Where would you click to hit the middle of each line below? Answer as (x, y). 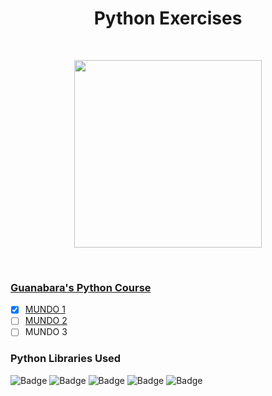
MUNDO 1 (45, 309)
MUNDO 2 (46, 321)
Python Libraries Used (66, 359)
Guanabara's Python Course (81, 287)
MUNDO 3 (46, 332)
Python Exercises (168, 18)
